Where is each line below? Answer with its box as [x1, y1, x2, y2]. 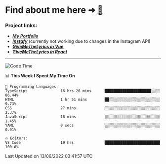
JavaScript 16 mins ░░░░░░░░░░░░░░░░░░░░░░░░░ [5, 114, 161, 120]
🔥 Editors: [5, 136, 28, 141]
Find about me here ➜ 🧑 [5, 4, 103, 16]
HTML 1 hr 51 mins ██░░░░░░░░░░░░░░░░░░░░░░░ [5, 97, 161, 102]
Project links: [5, 22, 38, 29]
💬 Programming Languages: [5, 84, 58, 89]
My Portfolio [12, 33, 39, 39]
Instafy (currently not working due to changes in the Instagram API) [12, 38, 151, 44]
